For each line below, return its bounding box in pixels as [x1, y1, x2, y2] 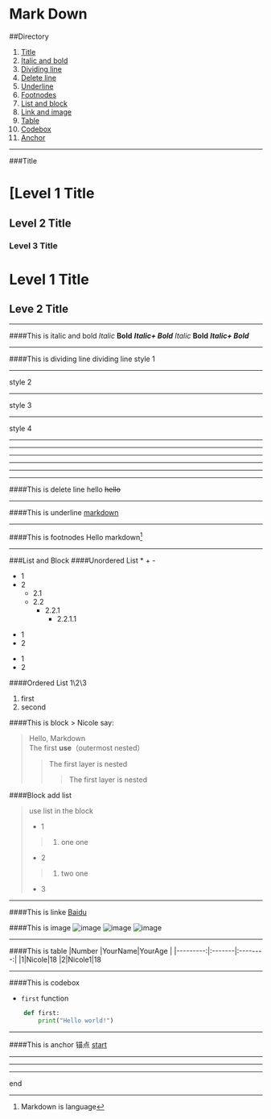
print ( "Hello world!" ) [38, 1017, 114, 1025]
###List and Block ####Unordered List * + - [9, 555, 156, 565]
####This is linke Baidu [9, 908, 88, 917]
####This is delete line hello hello [9, 485, 121, 494]
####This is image [9, 923, 72, 933]
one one [60, 838, 88, 847]
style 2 [9, 377, 32, 387]
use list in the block [28, 806, 93, 816]
